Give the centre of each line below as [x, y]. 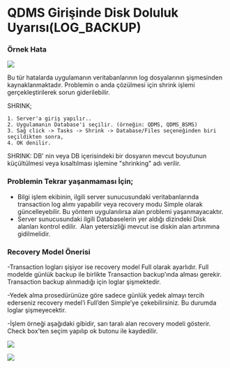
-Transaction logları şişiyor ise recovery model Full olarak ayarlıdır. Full [108, 267]
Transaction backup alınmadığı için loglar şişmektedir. [84, 282]
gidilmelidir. [34, 233]
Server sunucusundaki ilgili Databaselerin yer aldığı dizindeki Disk [112, 219]
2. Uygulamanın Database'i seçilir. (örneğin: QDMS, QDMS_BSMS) [102, 125]
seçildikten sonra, [36, 137]
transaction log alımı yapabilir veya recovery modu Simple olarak [110, 204]
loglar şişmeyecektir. [37, 310]
